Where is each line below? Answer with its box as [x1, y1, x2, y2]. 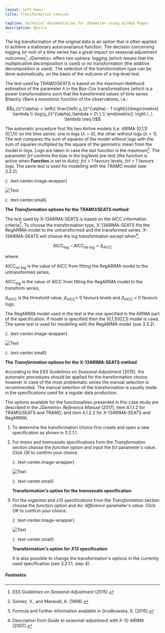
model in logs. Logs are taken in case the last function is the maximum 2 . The [5, 146, 160, 153]
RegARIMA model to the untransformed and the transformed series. [5, 227, 142, 233]
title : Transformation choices [5, 12, 69, 17]
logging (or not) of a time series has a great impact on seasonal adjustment [5, 49, 157, 55]
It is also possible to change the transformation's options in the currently [12, 555, 159, 561]
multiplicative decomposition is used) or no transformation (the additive [5, 60, 150, 66]
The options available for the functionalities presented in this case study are [5, 399, 159, 405]
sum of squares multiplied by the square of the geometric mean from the [5, 141, 152, 147]
